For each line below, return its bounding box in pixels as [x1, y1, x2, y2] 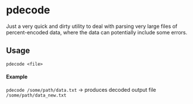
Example [6, 73, 28, 80]
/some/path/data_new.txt [6, 92, 67, 98]
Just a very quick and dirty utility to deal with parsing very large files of [6, 23, 178, 30]
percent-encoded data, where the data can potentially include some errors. [6, 28, 188, 35]
